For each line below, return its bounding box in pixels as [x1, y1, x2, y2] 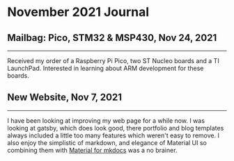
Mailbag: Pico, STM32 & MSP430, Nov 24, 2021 [7, 32, 217, 44]
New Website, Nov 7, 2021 [7, 92, 123, 103]
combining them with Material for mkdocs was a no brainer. [7, 146, 178, 154]
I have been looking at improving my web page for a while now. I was [7, 116, 205, 125]
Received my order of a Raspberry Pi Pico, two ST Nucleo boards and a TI [7, 57, 219, 65]
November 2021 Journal [7, 4, 150, 20]
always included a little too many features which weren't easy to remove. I [7, 131, 219, 139]
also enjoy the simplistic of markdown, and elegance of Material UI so [7, 138, 207, 146]
